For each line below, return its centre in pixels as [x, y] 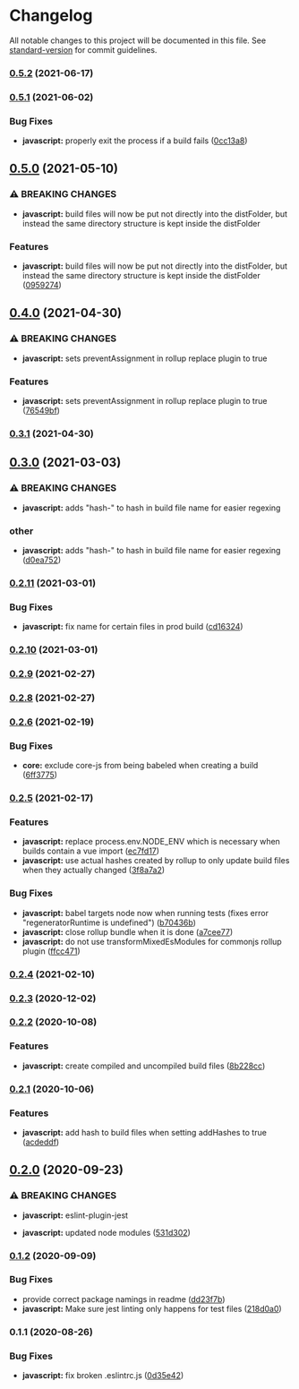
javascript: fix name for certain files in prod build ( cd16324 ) [132, 627]
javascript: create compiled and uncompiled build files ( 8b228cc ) [144, 1066]
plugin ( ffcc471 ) [51, 951]
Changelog [51, 16]
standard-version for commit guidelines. [83, 49]
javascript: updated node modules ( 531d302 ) [106, 1232]
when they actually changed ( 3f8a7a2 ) [94, 870]
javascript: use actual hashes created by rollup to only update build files [156, 861]
